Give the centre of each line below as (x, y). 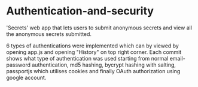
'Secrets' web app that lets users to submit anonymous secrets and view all (99, 28)
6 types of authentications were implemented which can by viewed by (93, 46)
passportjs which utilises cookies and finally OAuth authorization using (93, 71)
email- (177, 58)
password (19, 65)
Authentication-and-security (80, 11)
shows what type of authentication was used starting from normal (87, 58)
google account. (26, 77)
